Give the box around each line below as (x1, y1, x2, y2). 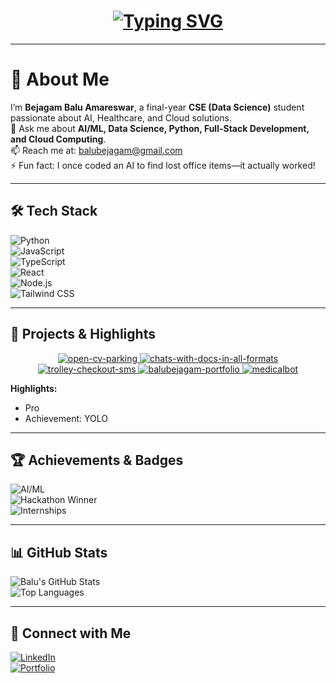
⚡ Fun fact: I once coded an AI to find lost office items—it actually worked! (10, 159, 316, 171)
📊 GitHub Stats (10, 544, 108, 561)
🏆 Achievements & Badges (10, 451, 184, 469)
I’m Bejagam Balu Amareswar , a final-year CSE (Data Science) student (10, 101, 305, 113)
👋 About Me (10, 68, 110, 91)
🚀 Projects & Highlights (10, 326, 156, 343)
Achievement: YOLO (24, 412, 108, 424)
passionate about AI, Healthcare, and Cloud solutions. (10, 111, 232, 124)
